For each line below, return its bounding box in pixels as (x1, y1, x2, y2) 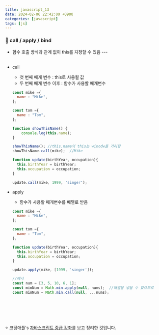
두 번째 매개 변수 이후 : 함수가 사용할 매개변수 (19, 80, 106, 86)
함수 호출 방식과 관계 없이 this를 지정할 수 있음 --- (12, 49, 108, 55)
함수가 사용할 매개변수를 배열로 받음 (19, 199, 88, 205)
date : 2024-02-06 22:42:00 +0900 (5, 12, 74, 17)
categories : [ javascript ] (5, 16, 58, 21)
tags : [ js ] (5, 21, 27, 26)
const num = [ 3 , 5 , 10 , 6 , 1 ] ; (12, 281, 77, 286)
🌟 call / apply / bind (5, 37, 52, 44)
